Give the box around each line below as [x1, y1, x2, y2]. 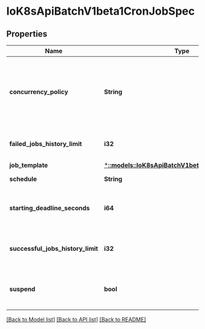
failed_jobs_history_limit [9, 139, 82, 148]
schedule [9, 175, 37, 183]
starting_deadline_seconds [9, 204, 90, 212]
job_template [9, 161, 48, 169]
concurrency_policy [9, 87, 68, 96]
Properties [6, 29, 48, 39]
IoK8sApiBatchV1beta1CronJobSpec [6, 4, 195, 18]
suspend [9, 285, 35, 293]
